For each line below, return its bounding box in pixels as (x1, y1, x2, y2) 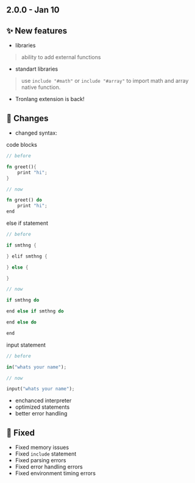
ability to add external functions (21, 54, 101, 61)
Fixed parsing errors (15, 457, 66, 464)
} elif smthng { (6, 253, 48, 259)
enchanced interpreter (15, 397, 72, 404)
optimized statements (15, 403, 70, 411)
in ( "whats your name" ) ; (6, 364, 67, 370)
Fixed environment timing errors (15, 470, 96, 477)
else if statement (6, 219, 49, 227)
